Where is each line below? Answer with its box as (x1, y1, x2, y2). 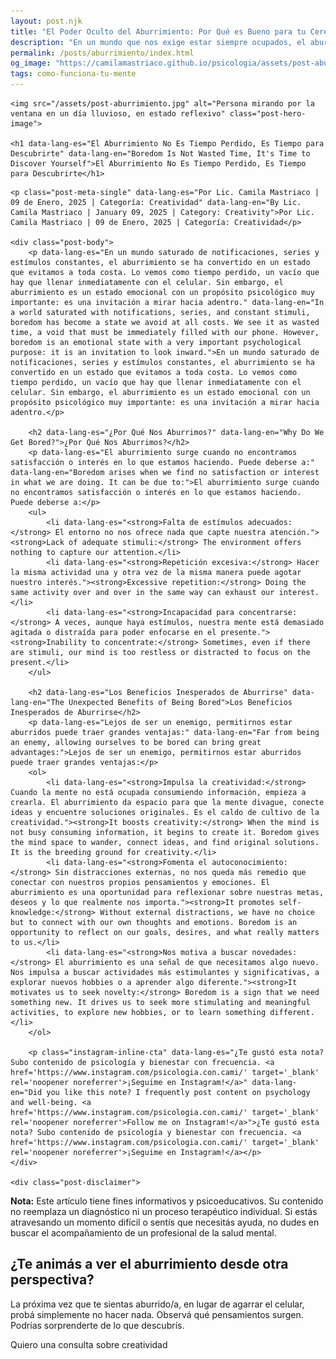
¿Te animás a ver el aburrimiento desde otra (10, 1256, 289, 1273)
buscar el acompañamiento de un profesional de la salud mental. (10, 1227, 277, 1239)
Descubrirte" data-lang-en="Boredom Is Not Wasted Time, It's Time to (10, 149, 311, 159)
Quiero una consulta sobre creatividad (10, 1338, 168, 1350)
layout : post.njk (10, 16, 83, 26)
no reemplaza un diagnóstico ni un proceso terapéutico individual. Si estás (10, 1206, 318, 1217)
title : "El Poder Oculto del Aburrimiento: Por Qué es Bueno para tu (10, 26, 307, 37)
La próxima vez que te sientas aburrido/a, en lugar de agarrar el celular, (10, 1298, 305, 1310)
